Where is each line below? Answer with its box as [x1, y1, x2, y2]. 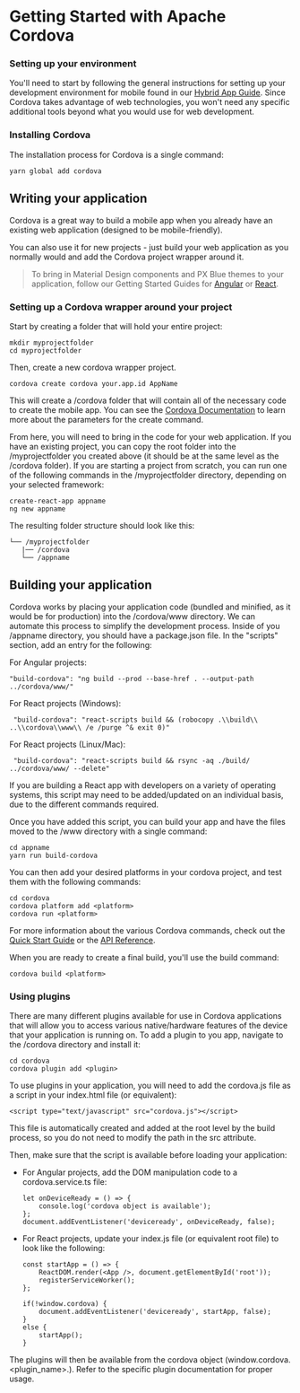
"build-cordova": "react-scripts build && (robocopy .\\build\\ [13, 715, 258, 724]
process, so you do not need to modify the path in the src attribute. [9, 1133, 257, 1143]
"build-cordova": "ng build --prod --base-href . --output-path [9, 674, 254, 683]
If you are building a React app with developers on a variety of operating [9, 779, 276, 791]
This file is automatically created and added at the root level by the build [9, 1123, 276, 1133]
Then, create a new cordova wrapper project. [9, 362, 176, 372]
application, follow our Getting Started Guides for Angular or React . [30, 278, 279, 289]
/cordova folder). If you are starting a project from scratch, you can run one [9, 460, 287, 470]
